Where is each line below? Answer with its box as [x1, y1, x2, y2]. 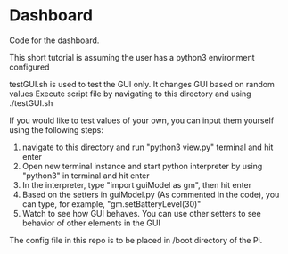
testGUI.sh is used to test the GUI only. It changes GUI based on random [9, 78, 275, 89]
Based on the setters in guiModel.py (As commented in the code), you [21, 189, 280, 200]
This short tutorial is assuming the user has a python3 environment [9, 52, 256, 62]
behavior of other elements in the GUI [21, 217, 160, 228]
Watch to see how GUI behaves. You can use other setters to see [21, 208, 261, 218]
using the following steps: [9, 124, 104, 135]
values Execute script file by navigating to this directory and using [9, 88, 251, 99]
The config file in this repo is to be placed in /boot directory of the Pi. [9, 234, 263, 245]
